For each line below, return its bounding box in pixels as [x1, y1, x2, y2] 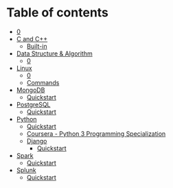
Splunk [16, 166, 36, 174]
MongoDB [16, 86, 45, 94]
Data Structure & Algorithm [16, 49, 93, 58]
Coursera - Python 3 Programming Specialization [26, 129, 166, 138]
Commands [26, 78, 60, 86]
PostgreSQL [16, 100, 51, 108]
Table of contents [6, 5, 109, 21]
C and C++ [16, 34, 48, 43]
